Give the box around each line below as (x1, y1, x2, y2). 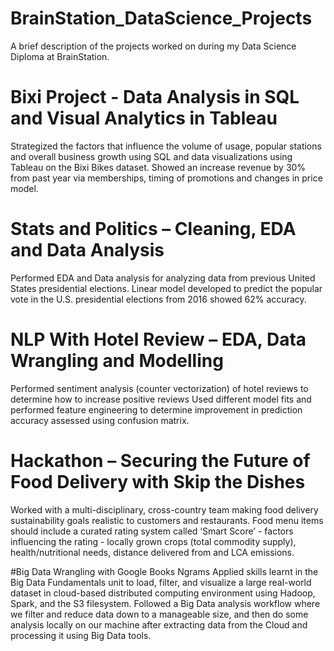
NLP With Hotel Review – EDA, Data (10, 328, 307, 351)
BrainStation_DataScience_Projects (10, 7, 313, 30)
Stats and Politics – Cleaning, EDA (10, 218, 297, 241)
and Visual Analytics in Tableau (10, 107, 278, 130)
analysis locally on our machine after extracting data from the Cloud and (10, 618, 308, 631)
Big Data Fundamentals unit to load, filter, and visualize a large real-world (10, 576, 312, 588)
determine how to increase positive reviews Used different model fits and (10, 393, 312, 405)
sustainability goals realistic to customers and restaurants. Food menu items (10, 514, 324, 526)
